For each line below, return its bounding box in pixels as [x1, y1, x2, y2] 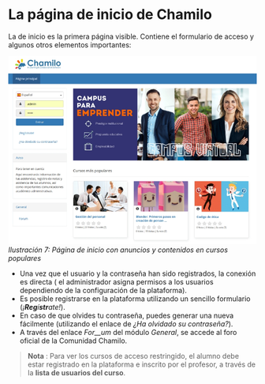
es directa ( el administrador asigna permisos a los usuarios [19, 277, 215, 287]
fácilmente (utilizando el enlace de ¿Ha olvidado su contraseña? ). [19, 319, 233, 329]
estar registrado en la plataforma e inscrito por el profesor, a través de [27, 360, 256, 369]
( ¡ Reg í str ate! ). [19, 303, 65, 312]
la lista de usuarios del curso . [27, 368, 126, 378]
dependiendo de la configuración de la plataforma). [19, 286, 188, 296]
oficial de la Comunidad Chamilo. [19, 336, 128, 345]
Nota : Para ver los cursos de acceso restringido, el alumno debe [27, 352, 239, 361]
